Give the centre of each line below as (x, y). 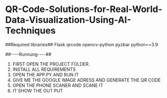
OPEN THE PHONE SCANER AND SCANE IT (58, 85)
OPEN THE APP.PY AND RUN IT (46, 74)
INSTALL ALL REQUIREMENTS (44, 69)
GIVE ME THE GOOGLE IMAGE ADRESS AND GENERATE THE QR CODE (87, 80)
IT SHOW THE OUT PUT (38, 90)
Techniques (31, 31)
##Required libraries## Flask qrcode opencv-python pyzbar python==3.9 (82, 44)
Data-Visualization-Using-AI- (68, 20)
